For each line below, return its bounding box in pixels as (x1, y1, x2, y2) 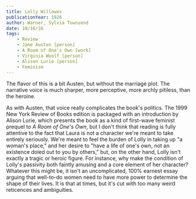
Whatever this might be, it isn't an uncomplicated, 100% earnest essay (6, 168, 178, 175)
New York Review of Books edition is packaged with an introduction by (6, 110, 179, 118)
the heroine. (6, 93, 36, 100)
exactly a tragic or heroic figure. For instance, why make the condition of (6, 155, 184, 162)
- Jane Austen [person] (17, 42, 76, 48)
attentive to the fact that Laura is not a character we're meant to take (6, 129, 173, 137)
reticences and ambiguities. (6, 187, 74, 194)
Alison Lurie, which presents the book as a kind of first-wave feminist (6, 117, 175, 124)
